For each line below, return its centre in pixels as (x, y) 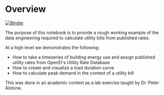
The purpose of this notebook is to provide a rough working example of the (82, 32)
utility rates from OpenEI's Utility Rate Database (61, 62)
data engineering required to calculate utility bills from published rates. (78, 38)
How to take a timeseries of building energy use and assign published (84, 57)
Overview (26, 9)
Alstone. (14, 88)
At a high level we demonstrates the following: (52, 47)
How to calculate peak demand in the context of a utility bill (73, 73)
